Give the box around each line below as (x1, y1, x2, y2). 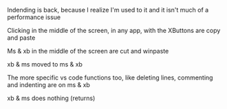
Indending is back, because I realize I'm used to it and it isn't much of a (7, 6, 209, 14)
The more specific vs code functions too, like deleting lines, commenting (7, 73, 213, 82)
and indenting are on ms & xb (7, 81, 91, 88)
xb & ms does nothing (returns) (7, 94, 96, 102)
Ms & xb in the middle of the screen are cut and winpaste (7, 47, 169, 55)
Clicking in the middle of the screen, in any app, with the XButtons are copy (7, 27, 221, 34)
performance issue (7, 13, 61, 21)
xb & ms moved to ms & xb (7, 60, 83, 68)
